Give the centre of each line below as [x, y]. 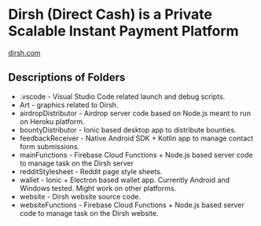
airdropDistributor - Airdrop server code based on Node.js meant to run [135, 113]
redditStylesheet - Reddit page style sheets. [91, 171]
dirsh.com [24, 53]
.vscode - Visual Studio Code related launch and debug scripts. [122, 97]
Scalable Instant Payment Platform [123, 31]
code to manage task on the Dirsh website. [89, 213]
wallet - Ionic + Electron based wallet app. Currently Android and [125, 180]
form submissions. [50, 146]
